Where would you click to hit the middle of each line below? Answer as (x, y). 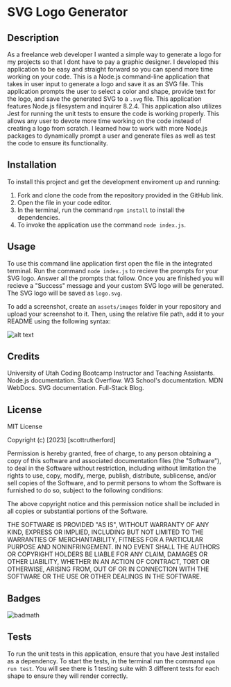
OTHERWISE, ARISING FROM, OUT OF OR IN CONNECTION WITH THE (108, 569)
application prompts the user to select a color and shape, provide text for (112, 91)
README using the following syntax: (59, 321)
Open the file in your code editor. (64, 202)
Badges (24, 598)
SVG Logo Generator (68, 12)
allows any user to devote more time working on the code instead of (104, 121)
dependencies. (38, 217)
